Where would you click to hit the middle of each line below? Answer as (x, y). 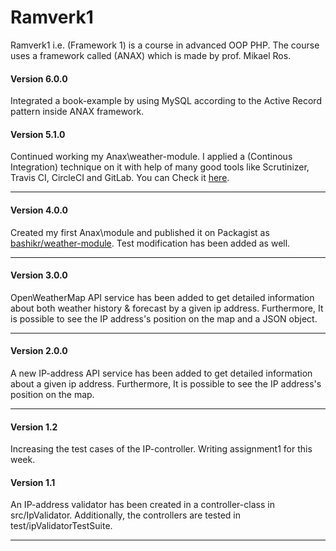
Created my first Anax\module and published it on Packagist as (140, 232)
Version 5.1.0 (38, 134)
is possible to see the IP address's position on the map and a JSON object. (164, 318)
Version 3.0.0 (39, 275)
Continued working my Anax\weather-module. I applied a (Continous (151, 157)
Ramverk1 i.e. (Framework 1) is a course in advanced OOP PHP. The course (165, 45)
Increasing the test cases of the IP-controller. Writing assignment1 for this (161, 449)
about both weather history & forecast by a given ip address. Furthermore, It (167, 308)
